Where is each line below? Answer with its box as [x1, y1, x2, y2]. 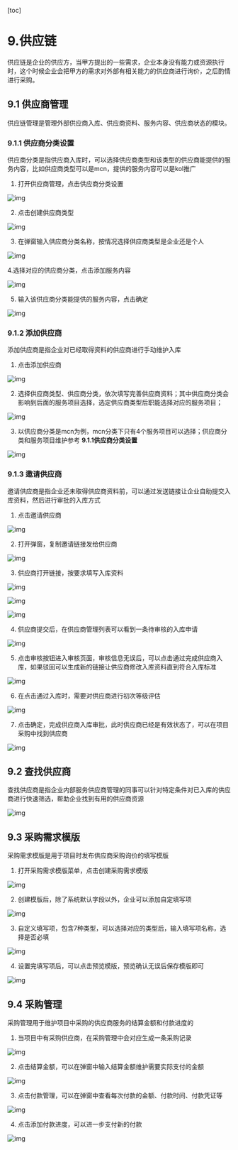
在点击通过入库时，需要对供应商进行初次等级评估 [17, 691, 161, 700]
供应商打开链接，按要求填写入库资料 [17, 568, 124, 577]
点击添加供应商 [17, 361, 62, 369]
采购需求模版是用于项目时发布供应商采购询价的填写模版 [7, 851, 169, 860]
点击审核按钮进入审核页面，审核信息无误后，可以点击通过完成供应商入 [17, 653, 223, 662]
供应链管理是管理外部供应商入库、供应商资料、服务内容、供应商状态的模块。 [7, 119, 231, 127]
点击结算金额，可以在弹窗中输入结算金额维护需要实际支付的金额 [17, 1063, 204, 1071]
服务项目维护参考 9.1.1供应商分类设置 [30, 436, 138, 444]
